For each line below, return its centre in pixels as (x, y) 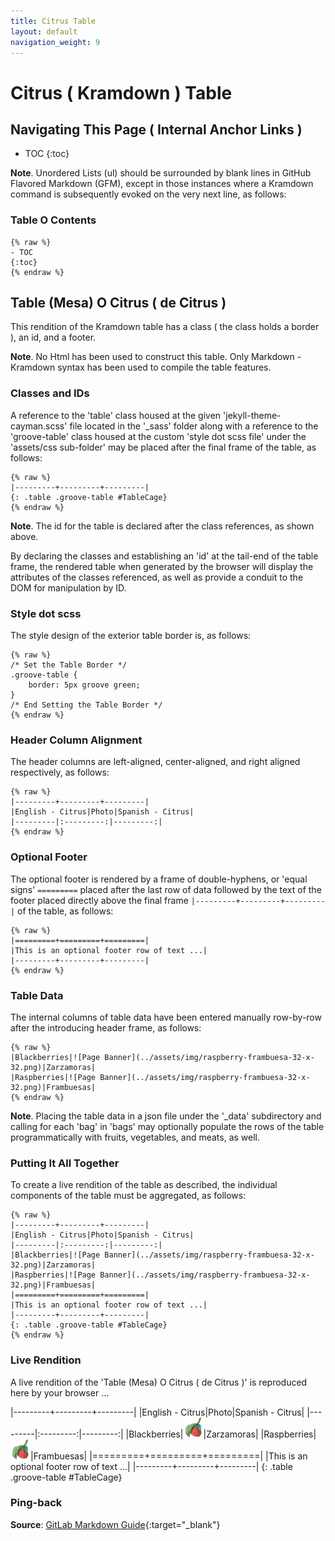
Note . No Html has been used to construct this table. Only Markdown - (156, 357)
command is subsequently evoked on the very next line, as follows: (148, 194)
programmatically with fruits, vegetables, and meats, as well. (135, 1137)
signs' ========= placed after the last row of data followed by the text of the (166, 889)
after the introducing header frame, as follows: (106, 1027)
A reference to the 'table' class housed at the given (116, 415)
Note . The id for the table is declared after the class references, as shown (162, 526)
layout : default (44, 31)
